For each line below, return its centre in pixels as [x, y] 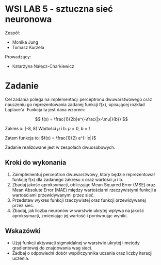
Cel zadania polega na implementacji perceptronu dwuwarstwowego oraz [79, 99]
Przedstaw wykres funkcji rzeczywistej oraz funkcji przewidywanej [79, 200]
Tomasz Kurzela [28, 47]
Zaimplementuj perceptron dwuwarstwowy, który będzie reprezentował [83, 174]
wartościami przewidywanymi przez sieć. [53, 195]
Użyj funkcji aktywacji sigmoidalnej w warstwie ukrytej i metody [76, 243]
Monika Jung [25, 42]
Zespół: [13, 33]
